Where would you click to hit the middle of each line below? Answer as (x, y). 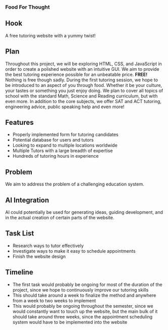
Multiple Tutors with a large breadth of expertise (63, 151)
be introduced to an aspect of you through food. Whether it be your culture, (84, 85)
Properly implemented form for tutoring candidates (65, 134)
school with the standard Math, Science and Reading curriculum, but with (81, 96)
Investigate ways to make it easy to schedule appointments (74, 251)
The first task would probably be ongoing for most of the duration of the (87, 285)
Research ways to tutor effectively (48, 246)
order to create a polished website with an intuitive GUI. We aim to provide (82, 69)
